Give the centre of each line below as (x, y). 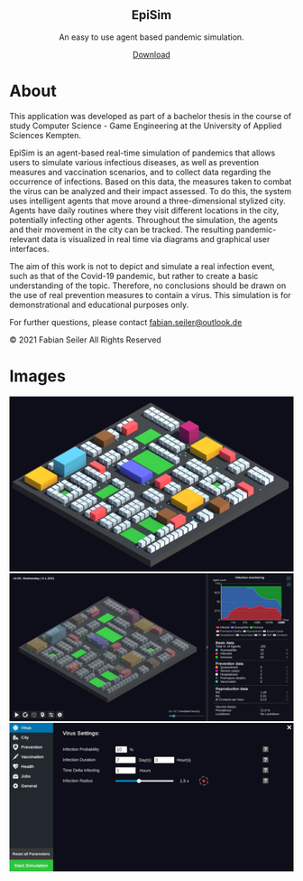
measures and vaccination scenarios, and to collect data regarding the (140, 172)
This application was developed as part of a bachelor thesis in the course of (151, 116)
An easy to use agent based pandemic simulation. (151, 37)
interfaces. (29, 248)
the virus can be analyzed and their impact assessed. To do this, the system (151, 191)
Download (151, 54)
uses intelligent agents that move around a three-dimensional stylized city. (147, 201)
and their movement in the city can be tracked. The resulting (122, 230)
